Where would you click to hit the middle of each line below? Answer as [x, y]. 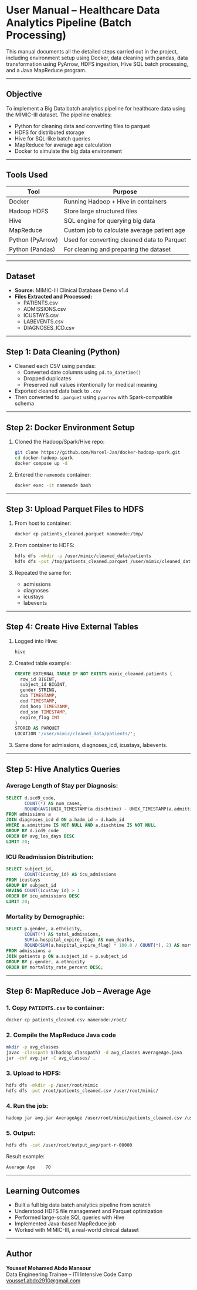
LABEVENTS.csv [43, 321]
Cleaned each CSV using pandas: [55, 366]
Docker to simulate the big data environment [68, 151]
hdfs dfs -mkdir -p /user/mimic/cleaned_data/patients [83, 556]
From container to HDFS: [45, 545]
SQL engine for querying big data [109, 220]
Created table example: [43, 663]
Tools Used [27, 175]
